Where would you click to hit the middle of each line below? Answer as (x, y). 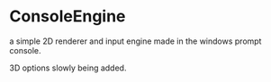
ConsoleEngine (68, 16)
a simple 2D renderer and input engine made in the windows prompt (135, 41)
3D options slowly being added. (68, 68)
